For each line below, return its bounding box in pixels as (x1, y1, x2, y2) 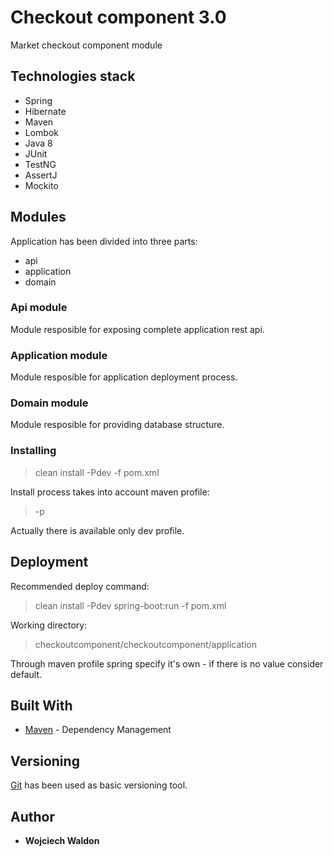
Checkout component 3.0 (10, 6, 227, 29)
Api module (10, 301, 68, 315)
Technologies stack (10, 68, 136, 85)
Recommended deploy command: (10, 580, 150, 592)
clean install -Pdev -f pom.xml (34, 466, 160, 478)
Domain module (10, 396, 89, 410)
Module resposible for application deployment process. (10, 371, 238, 383)
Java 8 (24, 137, 53, 149)
